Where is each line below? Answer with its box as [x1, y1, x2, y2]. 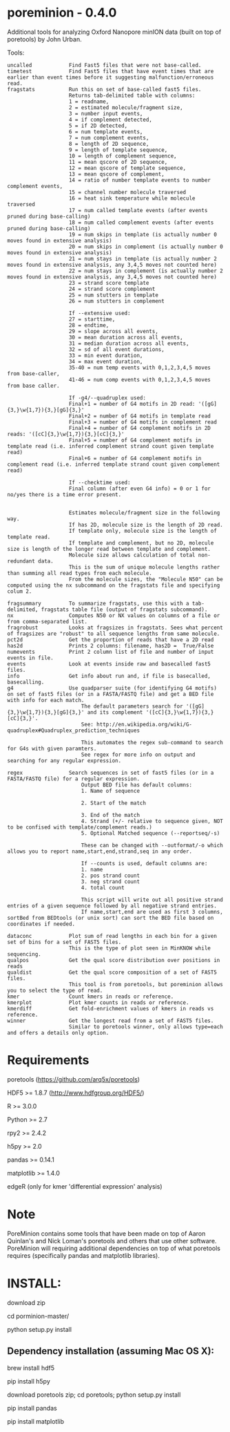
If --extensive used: [68, 310, 131, 317]
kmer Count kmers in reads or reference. [7, 993, 174, 1000]
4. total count [81, 884, 125, 891]
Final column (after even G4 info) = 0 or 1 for [68, 485, 211, 492]
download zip [7, 1298, 46, 1307]
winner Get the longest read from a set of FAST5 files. [7, 1017, 214, 1024]
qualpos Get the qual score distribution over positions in [7, 957, 220, 963]
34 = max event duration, [68, 358, 143, 365]
